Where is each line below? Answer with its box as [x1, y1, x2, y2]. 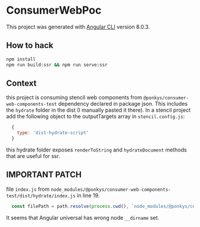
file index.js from [6, 185, 50, 193]
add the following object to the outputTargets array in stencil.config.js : [6, 113, 185, 120]
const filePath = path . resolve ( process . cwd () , [11, 203, 129, 209]
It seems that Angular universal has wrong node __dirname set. [6, 214, 160, 221]
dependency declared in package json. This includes [58, 100, 188, 108]
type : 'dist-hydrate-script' [17, 130, 89, 136]
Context [6, 78, 37, 88]
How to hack [6, 40, 54, 51]
